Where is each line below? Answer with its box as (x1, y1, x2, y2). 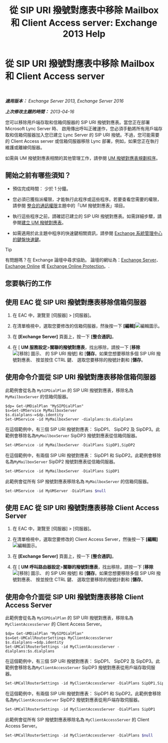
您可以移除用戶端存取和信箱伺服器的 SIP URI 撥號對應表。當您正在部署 (5, 119, 150, 125)
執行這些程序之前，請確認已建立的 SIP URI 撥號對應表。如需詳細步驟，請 (12, 213, 162, 219)
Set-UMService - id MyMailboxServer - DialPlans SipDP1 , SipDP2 (5, 442, 135, 447)
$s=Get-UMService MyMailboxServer (5, 408, 77, 413)
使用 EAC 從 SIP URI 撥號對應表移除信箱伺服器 (5, 298, 146, 307)
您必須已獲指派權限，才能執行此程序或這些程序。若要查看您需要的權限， (12, 196, 161, 202)
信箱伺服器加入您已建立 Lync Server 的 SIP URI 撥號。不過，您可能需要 (13, 132, 160, 138)
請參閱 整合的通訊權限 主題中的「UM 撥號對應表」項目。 (12, 202, 127, 209)
